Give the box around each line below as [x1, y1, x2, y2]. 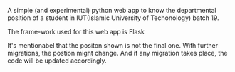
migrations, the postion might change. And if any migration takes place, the [7, 49, 228, 57]
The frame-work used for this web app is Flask [7, 28, 145, 36]
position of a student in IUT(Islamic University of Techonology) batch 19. [7, 14, 219, 22]
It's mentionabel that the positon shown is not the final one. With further [7, 41, 219, 49]
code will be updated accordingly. [7, 56, 107, 65]
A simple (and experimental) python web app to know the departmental [7, 6, 216, 14]
